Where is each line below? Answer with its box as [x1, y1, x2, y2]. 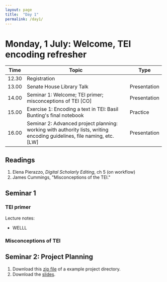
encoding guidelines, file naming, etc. [26, 133, 114, 140]
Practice [130, 109, 149, 116]
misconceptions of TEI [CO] [26, 98, 92, 105]
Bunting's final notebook [26, 112, 84, 119]
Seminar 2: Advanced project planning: [26, 120, 118, 127]
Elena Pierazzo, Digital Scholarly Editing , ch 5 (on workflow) [12, 169, 136, 175]
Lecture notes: [5, 215, 35, 221]
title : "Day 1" [5, 12, 39, 17]
